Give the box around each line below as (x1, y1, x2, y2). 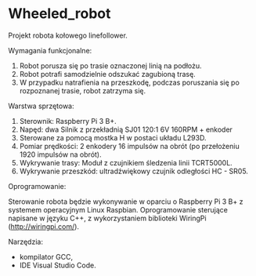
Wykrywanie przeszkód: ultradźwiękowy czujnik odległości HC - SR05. (19, 166, 249, 176)
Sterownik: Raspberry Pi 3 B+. (19, 116, 117, 125)
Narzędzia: (8, 237, 43, 246)
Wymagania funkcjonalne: (8, 45, 92, 55)
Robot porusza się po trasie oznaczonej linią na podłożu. (19, 60, 202, 71)
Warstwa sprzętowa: (8, 101, 74, 111)
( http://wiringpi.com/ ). (8, 221, 80, 231)
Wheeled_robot (8, 5, 111, 23)
